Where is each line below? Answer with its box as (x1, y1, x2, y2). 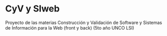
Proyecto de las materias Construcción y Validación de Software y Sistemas (5, 19, 162, 25)
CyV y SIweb (5, 3, 60, 14)
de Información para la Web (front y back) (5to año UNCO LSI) (5, 24, 134, 30)
